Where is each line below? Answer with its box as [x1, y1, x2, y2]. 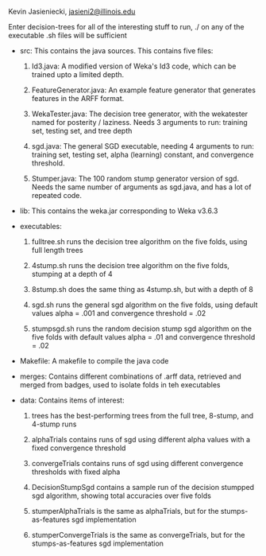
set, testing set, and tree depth [31, 126, 133, 135]
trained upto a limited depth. [31, 70, 125, 79]
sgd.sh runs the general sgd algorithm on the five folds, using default [31, 300, 258, 309]
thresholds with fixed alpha [31, 467, 121, 476]
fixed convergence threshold [31, 443, 126, 453]
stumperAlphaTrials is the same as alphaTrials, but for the [31, 507, 219, 515]
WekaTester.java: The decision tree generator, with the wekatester [31, 109, 249, 119]
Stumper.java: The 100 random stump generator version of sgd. [31, 174, 240, 183]
